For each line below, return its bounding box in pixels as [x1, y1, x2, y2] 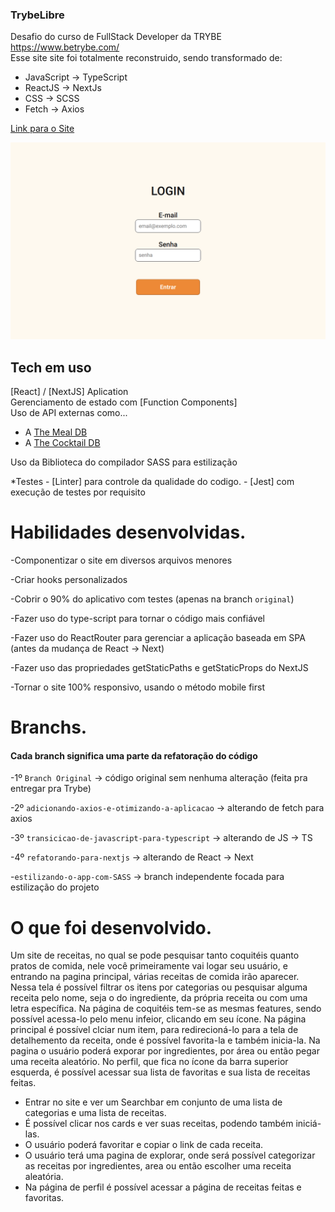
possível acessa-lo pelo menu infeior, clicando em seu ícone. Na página [10, 1013, 307, 1025]
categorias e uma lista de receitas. [24, 1107, 167, 1119]
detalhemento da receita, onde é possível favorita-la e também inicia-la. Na [10, 1034, 321, 1047]
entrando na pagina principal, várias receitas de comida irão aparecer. [10, 971, 300, 983]
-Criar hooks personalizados [10, 574, 128, 586]
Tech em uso [10, 359, 92, 376]
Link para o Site [10, 123, 75, 135]
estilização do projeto [10, 881, 100, 893]
